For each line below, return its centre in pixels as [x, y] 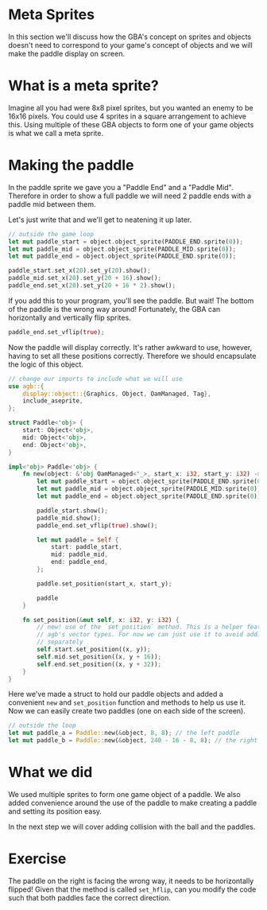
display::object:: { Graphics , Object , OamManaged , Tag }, [117, 394]
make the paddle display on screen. [67, 53]
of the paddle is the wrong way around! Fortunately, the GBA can [114, 309]
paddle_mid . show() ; [69, 518]
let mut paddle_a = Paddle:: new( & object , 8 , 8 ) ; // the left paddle [124, 733]
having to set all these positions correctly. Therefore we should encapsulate [132, 356]
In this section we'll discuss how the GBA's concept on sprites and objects [130, 37]
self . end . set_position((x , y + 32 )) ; [99, 664]
